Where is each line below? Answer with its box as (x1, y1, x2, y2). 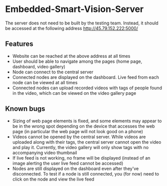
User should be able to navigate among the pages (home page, (12, 58, 143, 64)
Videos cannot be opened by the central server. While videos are (12, 134, 146, 140)
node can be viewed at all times (12, 79, 78, 85)
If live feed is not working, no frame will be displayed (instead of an (12, 155, 151, 161)
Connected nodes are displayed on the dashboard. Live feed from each (12, 74, 160, 80)
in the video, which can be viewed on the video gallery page (12, 90, 136, 96)
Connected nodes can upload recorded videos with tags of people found (12, 85, 162, 91)
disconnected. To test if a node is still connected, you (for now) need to (12, 171, 160, 177)
